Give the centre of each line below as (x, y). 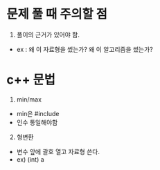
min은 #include (38, 113)
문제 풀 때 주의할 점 (57, 14)
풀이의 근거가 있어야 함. (48, 35)
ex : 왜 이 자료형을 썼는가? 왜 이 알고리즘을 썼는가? (85, 49)
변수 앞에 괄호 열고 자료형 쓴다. (58, 151)
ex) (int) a (30, 159)
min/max (29, 99)
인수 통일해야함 (37, 122)
